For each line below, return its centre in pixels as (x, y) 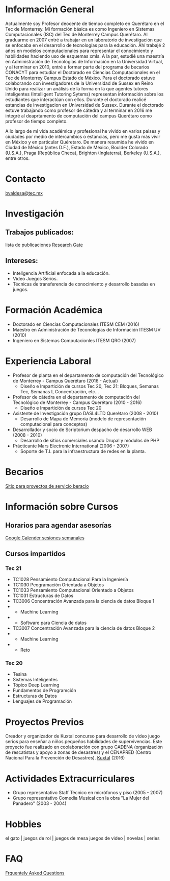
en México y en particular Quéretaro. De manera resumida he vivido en (80, 142)
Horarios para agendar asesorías (59, 525)
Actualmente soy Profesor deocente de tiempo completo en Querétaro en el (85, 23)
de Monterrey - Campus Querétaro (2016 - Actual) (65, 380)
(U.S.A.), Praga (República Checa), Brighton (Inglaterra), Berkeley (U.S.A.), (83, 153)
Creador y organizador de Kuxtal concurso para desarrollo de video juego (83, 736)
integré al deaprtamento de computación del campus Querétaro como (79, 115)
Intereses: (22, 261)
